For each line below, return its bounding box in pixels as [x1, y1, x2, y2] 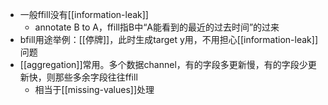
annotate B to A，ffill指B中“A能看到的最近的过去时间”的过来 [34, 21, 280, 33]
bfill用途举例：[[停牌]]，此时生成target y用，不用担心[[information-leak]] [19, 34, 319, 45]
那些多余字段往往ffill [54, 71, 138, 83]
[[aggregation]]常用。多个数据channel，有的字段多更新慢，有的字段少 [19, 59, 308, 70]
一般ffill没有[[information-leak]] [19, 9, 149, 20]
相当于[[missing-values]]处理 [34, 84, 155, 95]
